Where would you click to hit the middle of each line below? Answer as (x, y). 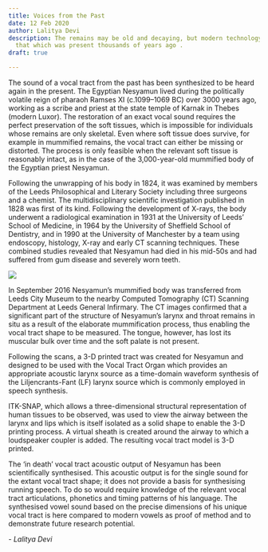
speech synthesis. (38, 390)
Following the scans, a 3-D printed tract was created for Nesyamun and (126, 356)
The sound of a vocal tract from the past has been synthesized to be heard (131, 82)
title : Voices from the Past (57, 16)
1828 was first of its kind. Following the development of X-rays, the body (128, 208)
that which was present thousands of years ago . (99, 46)
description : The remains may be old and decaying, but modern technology (135, 38)
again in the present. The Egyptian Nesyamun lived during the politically (126, 91)
